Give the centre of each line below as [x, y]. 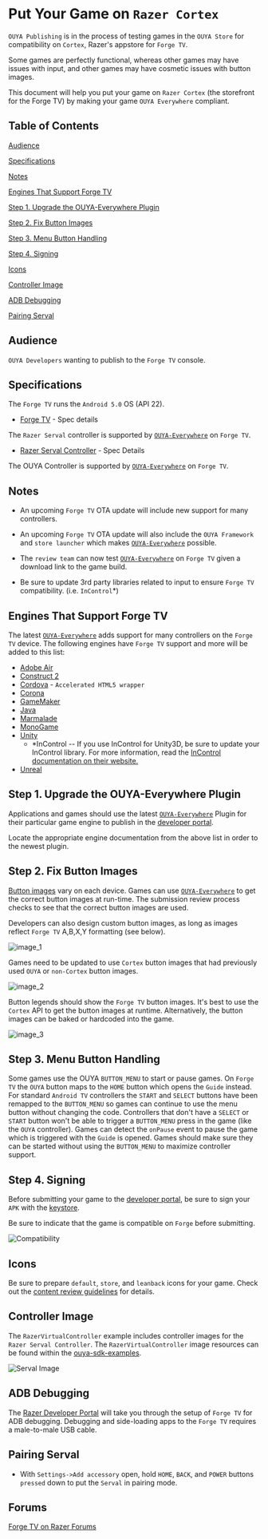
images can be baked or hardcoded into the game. [91, 1018]
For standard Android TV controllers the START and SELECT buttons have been [133, 1096]
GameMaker [40, 701]
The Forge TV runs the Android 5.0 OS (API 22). [87, 404]
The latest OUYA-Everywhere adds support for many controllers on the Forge [131, 635]
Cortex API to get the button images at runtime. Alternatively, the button [126, 1010]
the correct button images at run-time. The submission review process [124, 898]
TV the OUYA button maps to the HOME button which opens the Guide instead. [130, 1087]
